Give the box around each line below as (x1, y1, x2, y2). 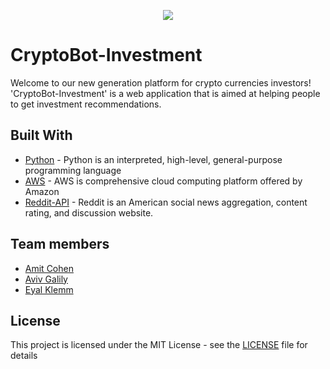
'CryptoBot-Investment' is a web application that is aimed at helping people (10, 87, 321, 99)
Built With (10, 127, 73, 144)
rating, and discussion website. (24, 206, 154, 219)
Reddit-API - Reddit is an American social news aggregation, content (24, 196, 308, 208)
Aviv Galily (24, 273, 68, 285)
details (10, 350, 38, 362)
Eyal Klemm (24, 283, 74, 295)
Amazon (24, 185, 60, 197)
